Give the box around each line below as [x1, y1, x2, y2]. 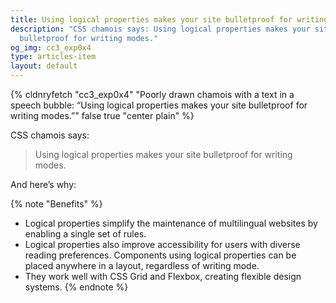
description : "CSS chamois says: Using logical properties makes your [10, 24, 311, 34]
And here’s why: [10, 179, 77, 190]
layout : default [10, 61, 78, 71]
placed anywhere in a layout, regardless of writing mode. [24, 260, 260, 271]
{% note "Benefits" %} [10, 198, 103, 210]
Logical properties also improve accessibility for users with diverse [24, 239, 301, 250]
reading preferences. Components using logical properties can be [24, 249, 297, 261]
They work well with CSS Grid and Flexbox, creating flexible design [24, 271, 302, 282]
